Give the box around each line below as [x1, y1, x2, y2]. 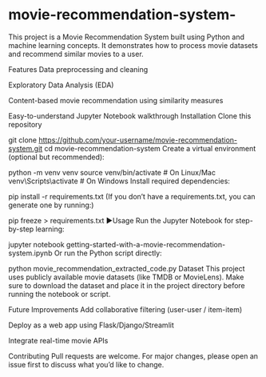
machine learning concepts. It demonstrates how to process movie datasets [8, 40, 258, 50]
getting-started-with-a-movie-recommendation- [66, 239, 226, 249]
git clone [8, 134, 38, 145]
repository [8, 119, 42, 129]
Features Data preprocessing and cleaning [8, 64, 149, 74]
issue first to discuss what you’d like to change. [8, 359, 165, 369]
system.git [8, 143, 43, 153]
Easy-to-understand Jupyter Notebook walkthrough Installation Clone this [8, 110, 252, 121]
